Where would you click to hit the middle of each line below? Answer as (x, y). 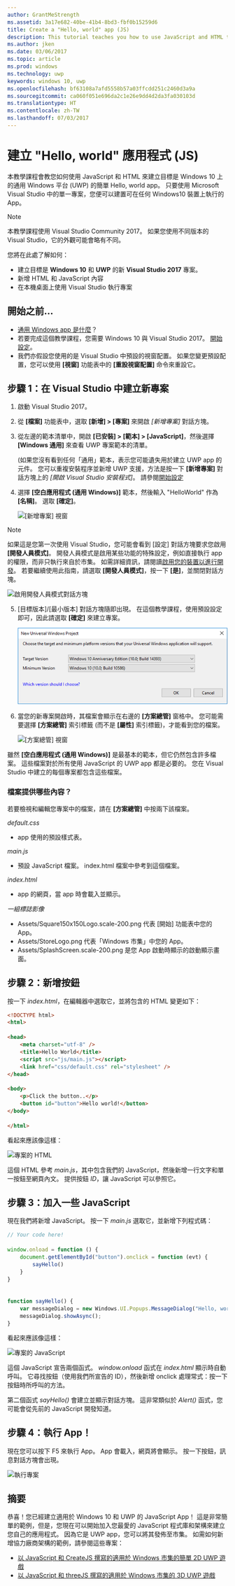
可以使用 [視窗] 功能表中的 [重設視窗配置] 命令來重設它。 (117, 364)
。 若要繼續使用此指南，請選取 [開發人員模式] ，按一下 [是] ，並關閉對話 (116, 571)
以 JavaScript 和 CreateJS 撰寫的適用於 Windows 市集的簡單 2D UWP (117, 1558)
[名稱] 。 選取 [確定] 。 (48, 501)
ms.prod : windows (33, 66)
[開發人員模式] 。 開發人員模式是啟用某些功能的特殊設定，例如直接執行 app (115, 553)
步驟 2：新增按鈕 (44, 983)
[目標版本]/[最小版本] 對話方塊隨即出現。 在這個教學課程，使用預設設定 (120, 609)
